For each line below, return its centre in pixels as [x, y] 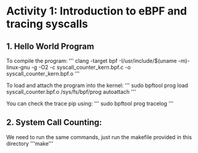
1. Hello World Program [50, 46]
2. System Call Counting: [54, 122]
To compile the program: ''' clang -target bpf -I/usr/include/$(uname [92, 61]
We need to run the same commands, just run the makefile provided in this [99, 137]
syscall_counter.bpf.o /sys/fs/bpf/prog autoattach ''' [71, 92]
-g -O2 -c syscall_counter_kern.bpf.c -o [81, 67]
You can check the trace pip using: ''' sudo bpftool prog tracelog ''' [90, 103]
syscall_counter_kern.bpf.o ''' [43, 73]
